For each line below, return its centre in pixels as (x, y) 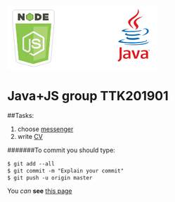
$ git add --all (31, 163)
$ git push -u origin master (50, 177)
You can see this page (40, 191)
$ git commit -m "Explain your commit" (66, 170)
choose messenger (45, 129)
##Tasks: (21, 115)
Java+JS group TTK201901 (88, 96)
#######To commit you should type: (61, 150)
